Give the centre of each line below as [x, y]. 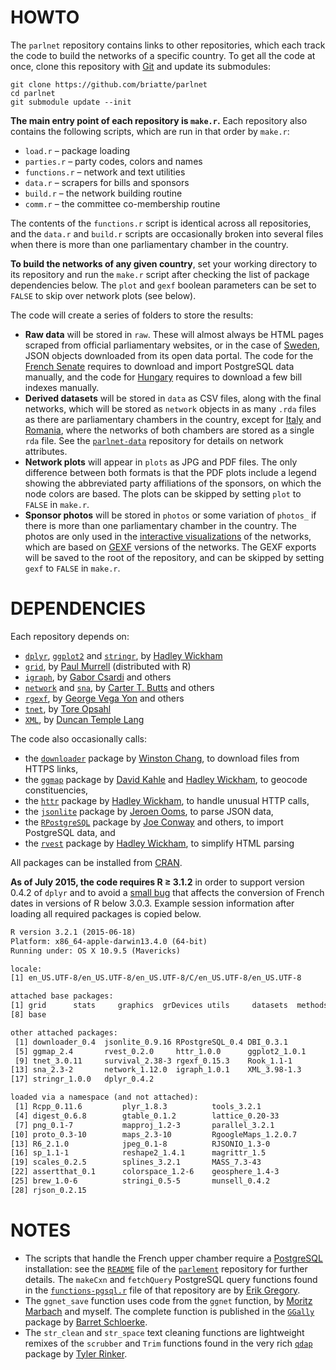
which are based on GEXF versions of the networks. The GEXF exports [170, 547]
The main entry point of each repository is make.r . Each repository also [159, 120]
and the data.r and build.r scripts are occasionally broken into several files [167, 233]
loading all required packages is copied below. [106, 913]
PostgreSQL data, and [70, 832]
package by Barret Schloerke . [86, 1322]
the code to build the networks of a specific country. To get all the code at [163, 55]
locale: [26, 969]
